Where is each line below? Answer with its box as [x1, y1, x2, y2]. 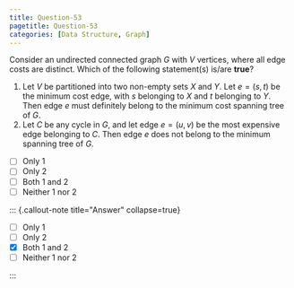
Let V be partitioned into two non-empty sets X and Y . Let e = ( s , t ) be [22, 82, 281, 92]
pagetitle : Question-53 [9, 22, 99, 31]
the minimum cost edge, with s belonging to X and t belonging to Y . [22, 91, 272, 101]
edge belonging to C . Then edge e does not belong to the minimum [22, 129, 271, 140]
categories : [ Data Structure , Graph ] [9, 30, 151, 39]
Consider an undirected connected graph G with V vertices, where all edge [9, 55, 286, 65]
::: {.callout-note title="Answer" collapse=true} [9, 204, 181, 215]
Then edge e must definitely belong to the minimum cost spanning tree [22, 100, 285, 111]
